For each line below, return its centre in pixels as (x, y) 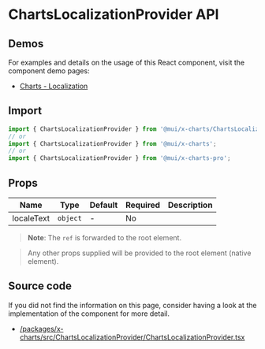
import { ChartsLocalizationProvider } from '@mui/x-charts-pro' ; (119, 158)
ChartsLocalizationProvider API (114, 15)
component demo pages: (49, 71)
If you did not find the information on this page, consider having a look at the (132, 305)
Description (190, 205)
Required (142, 205)
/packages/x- (41, 329)
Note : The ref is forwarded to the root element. (105, 238)
